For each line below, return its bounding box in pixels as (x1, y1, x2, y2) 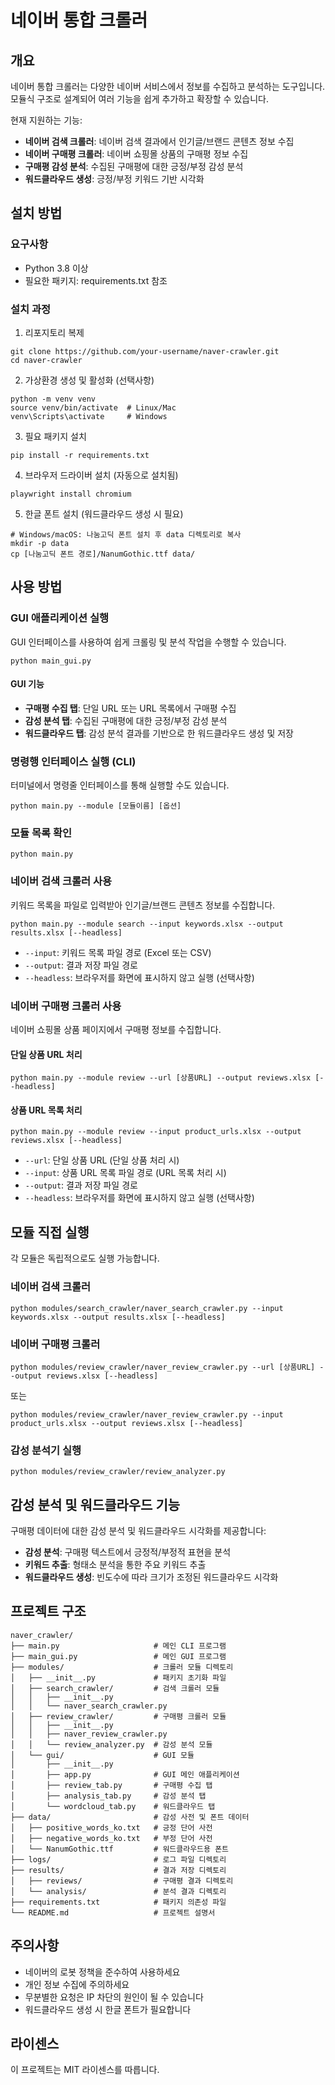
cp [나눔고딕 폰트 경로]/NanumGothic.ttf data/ (10, 549, 196, 559)
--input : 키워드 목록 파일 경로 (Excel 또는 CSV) (24, 946, 212, 958)
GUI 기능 (10, 678, 45, 690)
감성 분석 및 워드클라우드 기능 (10, 1496, 181, 1513)
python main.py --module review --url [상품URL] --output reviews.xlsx (10, 1073, 312, 1083)
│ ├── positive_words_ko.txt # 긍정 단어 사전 (10, 1822, 213, 1833)
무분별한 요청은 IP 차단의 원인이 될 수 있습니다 (24, 1991, 204, 2003)
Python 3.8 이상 (24, 262, 89, 274)
